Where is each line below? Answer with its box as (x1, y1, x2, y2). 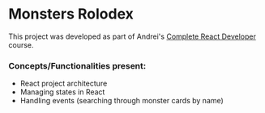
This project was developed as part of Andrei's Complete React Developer (8, 31, 257, 41)
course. (8, 40, 34, 49)
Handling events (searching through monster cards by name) (19, 96, 224, 106)
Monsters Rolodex (8, 5, 134, 23)
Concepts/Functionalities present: (8, 60, 147, 71)
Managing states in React (19, 87, 105, 97)
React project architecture (19, 78, 108, 89)
